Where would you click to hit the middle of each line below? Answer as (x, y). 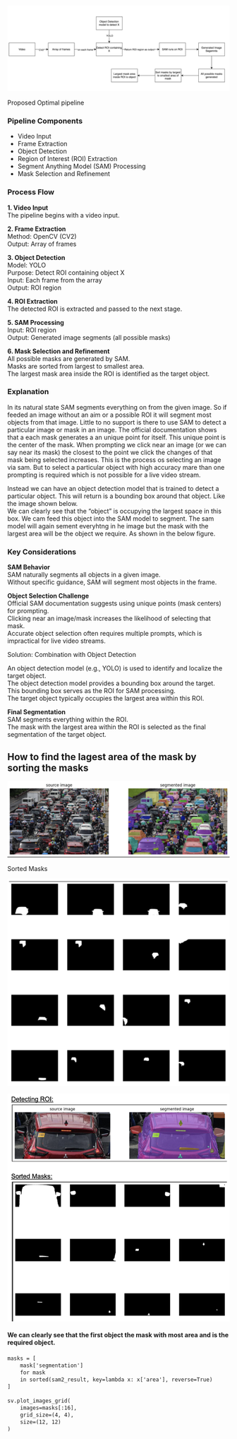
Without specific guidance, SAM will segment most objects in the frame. (112, 582)
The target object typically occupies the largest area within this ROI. (106, 699)
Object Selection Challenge (48, 596)
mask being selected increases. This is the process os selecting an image (114, 460)
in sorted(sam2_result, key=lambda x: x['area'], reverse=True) (116, 1380)
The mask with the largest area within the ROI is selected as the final (107, 727)
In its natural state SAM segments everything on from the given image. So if (117, 407)
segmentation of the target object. (57, 735)
